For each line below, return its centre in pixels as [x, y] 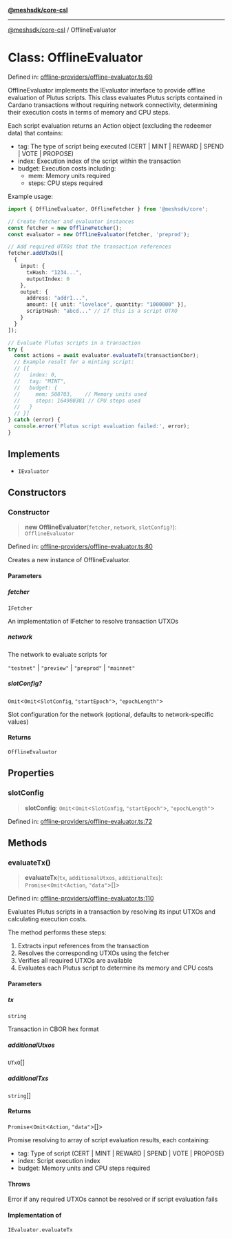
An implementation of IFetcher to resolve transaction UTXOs [93, 621]
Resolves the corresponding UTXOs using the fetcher [93, 953]
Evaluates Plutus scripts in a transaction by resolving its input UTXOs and [112, 912]
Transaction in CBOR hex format [53, 1029]
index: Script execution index [59, 1161]
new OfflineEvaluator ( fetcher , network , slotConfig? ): [101, 527]
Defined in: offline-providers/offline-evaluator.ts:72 [80, 821]
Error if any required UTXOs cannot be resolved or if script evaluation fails [113, 1199]
